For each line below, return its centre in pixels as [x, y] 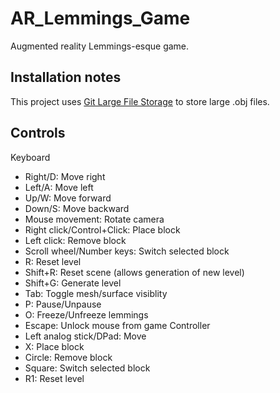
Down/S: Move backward [77, 208]
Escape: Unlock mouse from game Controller [117, 325]
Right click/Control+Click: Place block [102, 229]
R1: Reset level [54, 378]
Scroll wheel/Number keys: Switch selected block [127, 251]
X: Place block [54, 346]
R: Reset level [53, 261]
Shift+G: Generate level [73, 283]
